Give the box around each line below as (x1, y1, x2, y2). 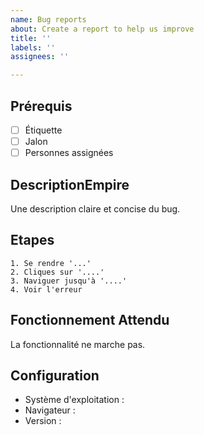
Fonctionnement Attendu (10, 312, 170, 329)
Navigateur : (24, 404, 76, 416)
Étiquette (24, 124, 63, 136)
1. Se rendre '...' (10, 258, 92, 268)
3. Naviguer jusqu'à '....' (10, 276, 128, 286)
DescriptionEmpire (10, 176, 130, 193)
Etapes (10, 232, 55, 249)
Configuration (10, 367, 100, 384)
